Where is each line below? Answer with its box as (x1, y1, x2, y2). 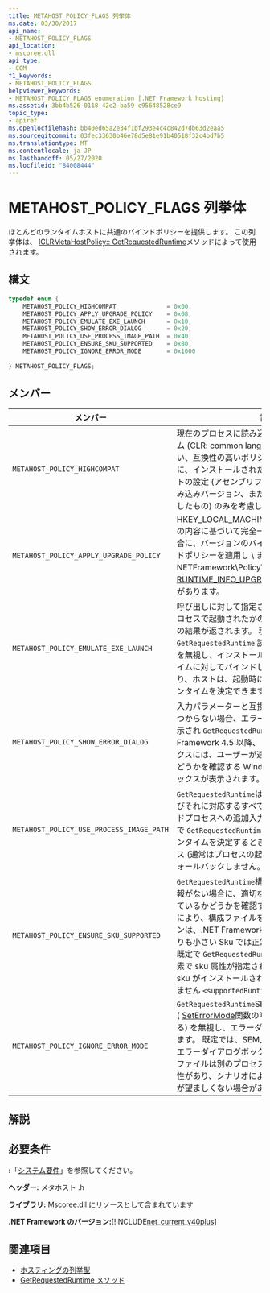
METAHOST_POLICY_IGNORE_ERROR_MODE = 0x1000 (22, 347, 196, 355)
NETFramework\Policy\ (176, 562, 264, 573)
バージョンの (200, 537, 249, 549)
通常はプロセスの (190, 849, 255, 860)
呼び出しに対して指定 (176, 601, 257, 612)
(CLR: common (186, 440, 243, 451)
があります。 (176, 586, 225, 597)
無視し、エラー (198, 1022, 255, 1034)
